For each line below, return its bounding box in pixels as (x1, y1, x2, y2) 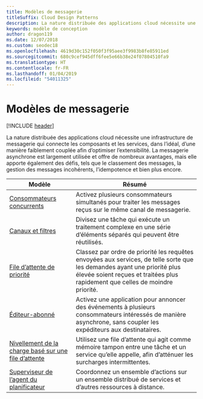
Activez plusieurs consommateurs (76, 191, 172, 199)
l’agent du (9, 375, 37, 384)
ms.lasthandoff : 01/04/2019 (6, 71, 77, 77)
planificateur (9, 383, 45, 391)
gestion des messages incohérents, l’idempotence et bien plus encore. (6, 166, 182, 173)
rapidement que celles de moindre (76, 278, 173, 287)
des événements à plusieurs (76, 303, 156, 311)
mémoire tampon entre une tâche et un (76, 343, 186, 351)
